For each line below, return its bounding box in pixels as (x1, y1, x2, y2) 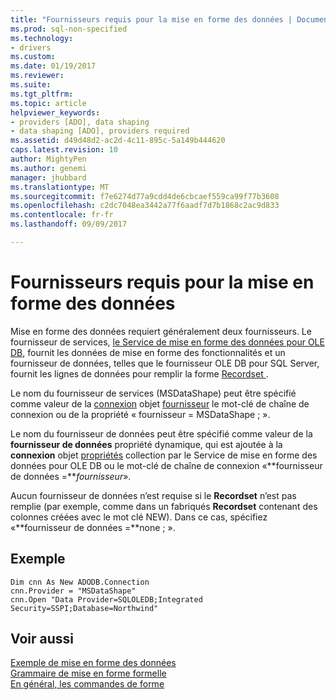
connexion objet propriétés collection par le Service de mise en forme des (10, 449, 318, 461)
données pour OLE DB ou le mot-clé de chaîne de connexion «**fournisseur (10, 459, 323, 471)
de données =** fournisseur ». (10, 470, 132, 482)
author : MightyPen (10, 154, 87, 164)
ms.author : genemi (10, 163, 87, 173)
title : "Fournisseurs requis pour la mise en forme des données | (10, 14, 293, 25)
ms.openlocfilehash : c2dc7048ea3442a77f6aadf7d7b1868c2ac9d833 (10, 201, 280, 211)
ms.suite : (10, 80, 52, 90)
